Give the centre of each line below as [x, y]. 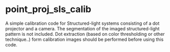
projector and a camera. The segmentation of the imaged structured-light [82, 28]
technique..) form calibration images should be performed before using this [84, 39]
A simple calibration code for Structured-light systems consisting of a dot [82, 23]
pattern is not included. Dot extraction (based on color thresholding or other [85, 34]
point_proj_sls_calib [48, 9]
